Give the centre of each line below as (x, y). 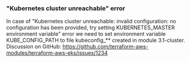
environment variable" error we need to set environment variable (86, 34)
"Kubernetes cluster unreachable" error (66, 8)
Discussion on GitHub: (34, 46)
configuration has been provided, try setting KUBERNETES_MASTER (91, 27)
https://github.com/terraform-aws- (105, 46)
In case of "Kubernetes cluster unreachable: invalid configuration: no (91, 21)
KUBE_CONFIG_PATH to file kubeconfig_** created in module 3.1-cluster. (96, 41)
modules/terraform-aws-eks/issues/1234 (57, 53)
